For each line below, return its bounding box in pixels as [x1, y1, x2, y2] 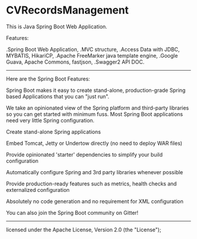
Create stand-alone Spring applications [6, 128, 101, 135]
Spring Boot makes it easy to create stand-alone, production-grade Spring [6, 87, 186, 94]
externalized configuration [6, 186, 70, 193]
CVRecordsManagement [6, 4, 129, 17]
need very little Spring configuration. [6, 117, 95, 124]
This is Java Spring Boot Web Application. [6, 23, 107, 30]
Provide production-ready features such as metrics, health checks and [6, 180, 177, 187]
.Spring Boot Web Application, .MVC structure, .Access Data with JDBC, [6, 45, 180, 53]
